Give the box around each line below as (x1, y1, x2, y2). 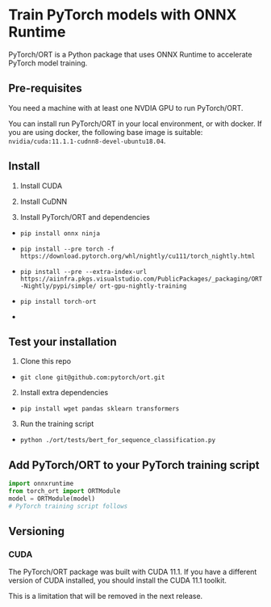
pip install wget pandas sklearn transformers (19, 405, 180, 413)
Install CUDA (19, 180, 63, 191)
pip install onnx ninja (19, 229, 101, 238)
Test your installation (8, 335, 117, 348)
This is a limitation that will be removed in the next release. (8, 592, 203, 601)
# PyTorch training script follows (8, 502, 128, 510)
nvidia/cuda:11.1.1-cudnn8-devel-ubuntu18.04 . (8, 136, 166, 145)
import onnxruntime (8, 479, 74, 488)
